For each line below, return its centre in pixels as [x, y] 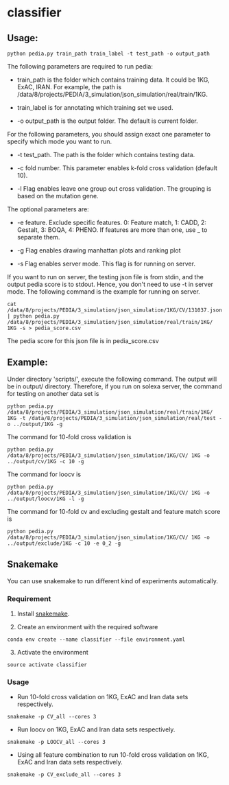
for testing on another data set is [53, 393]
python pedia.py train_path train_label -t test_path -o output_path [109, 54]
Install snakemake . [43, 613]
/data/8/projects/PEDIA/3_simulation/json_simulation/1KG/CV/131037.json [115, 310]
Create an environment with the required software [87, 626]
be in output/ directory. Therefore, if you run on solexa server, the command [114, 386]
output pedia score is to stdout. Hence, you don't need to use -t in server [110, 284]
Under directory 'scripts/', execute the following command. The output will [112, 379]
